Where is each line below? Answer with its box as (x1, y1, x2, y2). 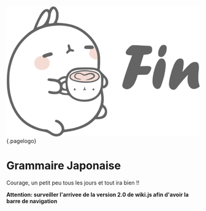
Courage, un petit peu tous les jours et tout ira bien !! (6, 178, 140, 186)
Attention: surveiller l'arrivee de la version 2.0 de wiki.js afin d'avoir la (6, 191, 189, 198)
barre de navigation (6, 197, 58, 205)
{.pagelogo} (6, 137, 37, 144)
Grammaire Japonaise (6, 158, 121, 172)
